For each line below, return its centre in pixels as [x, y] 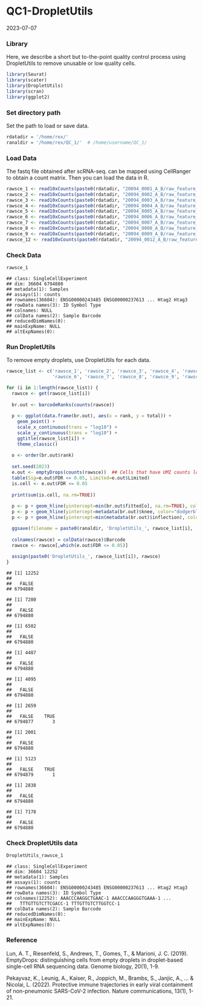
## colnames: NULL [29, 310]
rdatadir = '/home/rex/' [37, 137]
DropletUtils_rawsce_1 [35, 856]
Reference [22, 940]
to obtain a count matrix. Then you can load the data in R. [78, 178]
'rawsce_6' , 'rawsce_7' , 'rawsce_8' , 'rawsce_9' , [116, 377]
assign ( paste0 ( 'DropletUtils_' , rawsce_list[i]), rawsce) [86, 557]
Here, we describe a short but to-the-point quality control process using [96, 57]
